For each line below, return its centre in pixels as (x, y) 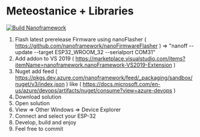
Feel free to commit (39, 129)
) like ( (74, 84)
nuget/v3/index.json (40, 84)
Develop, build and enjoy (46, 122)
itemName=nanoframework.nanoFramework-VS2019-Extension (93, 65)
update (24, 52)
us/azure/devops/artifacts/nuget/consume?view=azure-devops (93, 90)
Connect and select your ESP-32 (55, 116)
